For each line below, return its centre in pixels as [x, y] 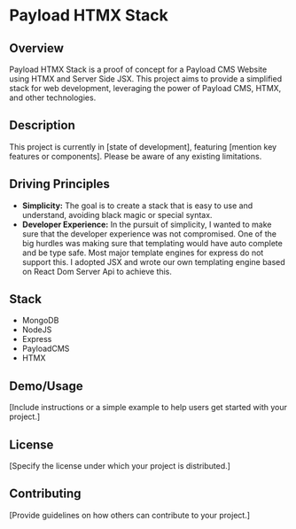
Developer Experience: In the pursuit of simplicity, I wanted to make [147, 224]
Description [42, 125]
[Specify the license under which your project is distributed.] [120, 466]
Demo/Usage [46, 386]
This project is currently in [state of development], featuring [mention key [143, 146]
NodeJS [37, 330]
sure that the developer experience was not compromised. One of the [149, 233]
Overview [37, 48]
